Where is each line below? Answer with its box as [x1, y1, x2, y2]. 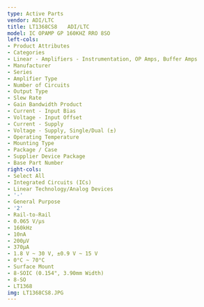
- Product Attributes [7, 43, 70, 50]
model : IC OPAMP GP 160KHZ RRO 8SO [7, 29, 111, 37]
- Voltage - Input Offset [7, 114, 82, 121]
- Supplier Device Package [7, 153, 86, 160]
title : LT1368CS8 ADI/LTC [7, 23, 90, 30]
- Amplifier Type [7, 75, 58, 82]
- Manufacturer [7, 62, 52, 69]
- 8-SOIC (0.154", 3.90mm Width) [7, 269, 104, 276]
